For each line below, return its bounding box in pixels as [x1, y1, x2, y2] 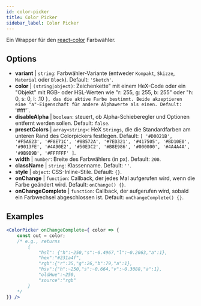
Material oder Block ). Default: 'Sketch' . [14, 76, 114, 83]
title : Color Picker [6, 14, 58, 20]
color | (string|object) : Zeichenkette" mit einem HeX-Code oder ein [14, 82, 186, 90]
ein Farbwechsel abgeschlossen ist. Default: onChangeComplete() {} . [14, 194, 184, 201]
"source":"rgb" [38, 277, 77, 283]
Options [6, 53, 37, 64]
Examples [6, 211, 44, 221]
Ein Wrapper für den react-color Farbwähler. [6, 37, 116, 44]
